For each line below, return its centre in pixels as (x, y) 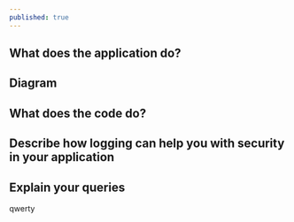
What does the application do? (95, 54)
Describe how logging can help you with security (147, 144)
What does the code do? (78, 113)
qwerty (22, 208)
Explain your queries (67, 187)
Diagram (33, 84)
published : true (39, 17)
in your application (62, 157)
